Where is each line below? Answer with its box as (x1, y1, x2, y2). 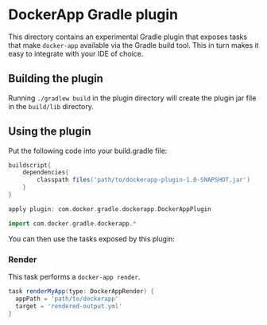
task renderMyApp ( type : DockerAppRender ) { (8, 287, 155, 296)
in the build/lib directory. (8, 101, 94, 111)
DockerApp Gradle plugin (8, 6, 179, 24)
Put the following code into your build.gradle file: (8, 146, 168, 155)
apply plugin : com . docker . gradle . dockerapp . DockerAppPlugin (8, 205, 212, 213)
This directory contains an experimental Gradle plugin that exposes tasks (8, 32, 248, 41)
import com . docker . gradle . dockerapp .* (8, 219, 137, 228)
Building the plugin (8, 72, 103, 85)
